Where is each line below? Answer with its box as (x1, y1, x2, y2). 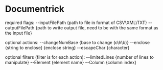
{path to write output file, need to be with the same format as (35, 24, 159, 30)
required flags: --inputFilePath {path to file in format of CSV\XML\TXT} (5, 20, 147, 25)
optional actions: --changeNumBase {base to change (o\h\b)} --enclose (5, 39, 150, 45)
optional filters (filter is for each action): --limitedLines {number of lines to (5, 54, 154, 60)
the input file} (5, 30, 32, 36)
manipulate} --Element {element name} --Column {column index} (5, 59, 137, 65)
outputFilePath (5, 24, 35, 30)
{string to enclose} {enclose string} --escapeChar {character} (5, 45, 130, 50)
